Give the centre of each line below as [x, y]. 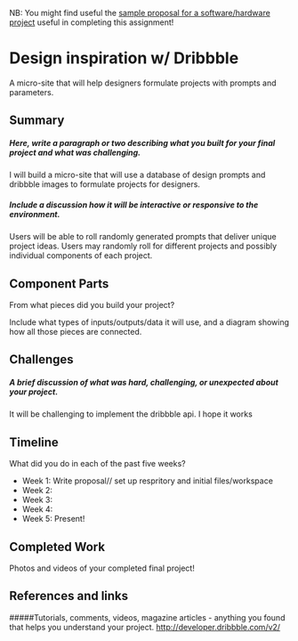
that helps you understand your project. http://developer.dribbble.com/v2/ [145, 627]
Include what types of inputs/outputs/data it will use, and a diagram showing [149, 322]
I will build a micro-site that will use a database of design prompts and [137, 175]
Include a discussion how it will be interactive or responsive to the [134, 205]
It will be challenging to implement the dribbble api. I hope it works [131, 414]
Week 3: [37, 500]
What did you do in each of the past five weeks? [97, 464]
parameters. [32, 92]
